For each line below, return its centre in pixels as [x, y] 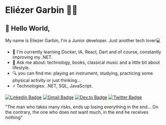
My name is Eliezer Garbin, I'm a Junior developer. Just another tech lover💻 [83, 41]
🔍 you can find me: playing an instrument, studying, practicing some [83, 73]
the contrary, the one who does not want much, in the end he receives [77, 112]
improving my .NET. [32, 57]
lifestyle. [21, 68]
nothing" [14, 117]
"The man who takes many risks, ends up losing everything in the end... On [82, 107]
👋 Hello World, [28, 28]
